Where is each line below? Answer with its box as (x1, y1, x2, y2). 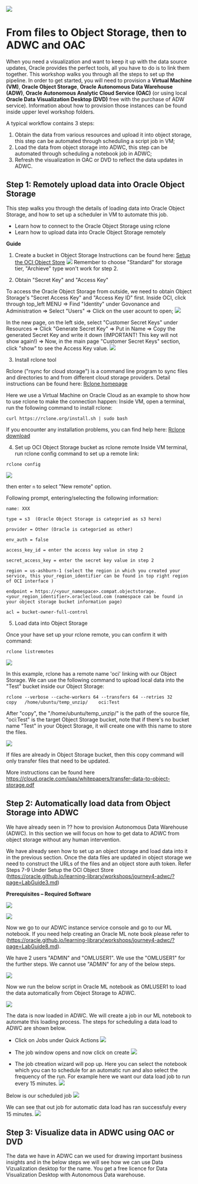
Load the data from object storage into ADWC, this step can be (14, 144, 168, 151)
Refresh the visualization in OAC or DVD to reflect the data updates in (14, 156, 183, 163)
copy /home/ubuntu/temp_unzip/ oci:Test (6, 699, 120, 705)
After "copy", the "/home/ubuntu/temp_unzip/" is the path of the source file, (6, 709, 190, 716)
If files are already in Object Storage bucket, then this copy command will (6, 751, 184, 758)
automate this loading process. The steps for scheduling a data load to (6, 1018, 178, 1025)
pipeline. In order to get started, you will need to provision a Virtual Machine (6, 77, 192, 84)
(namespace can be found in (114, 593, 183, 599)
